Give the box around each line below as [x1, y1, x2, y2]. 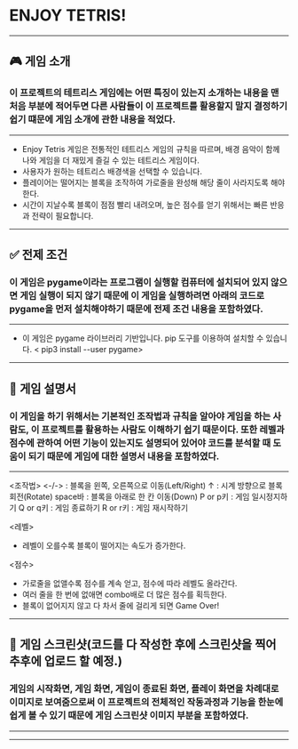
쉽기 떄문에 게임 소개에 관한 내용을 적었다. [9, 113, 176, 125]
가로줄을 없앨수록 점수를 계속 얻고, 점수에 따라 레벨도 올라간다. [21, 578, 238, 588]
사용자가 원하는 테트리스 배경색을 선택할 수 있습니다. [21, 165, 202, 176]
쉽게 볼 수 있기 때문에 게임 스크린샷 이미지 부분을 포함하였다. [9, 709, 249, 721]
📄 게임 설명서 [9, 381, 77, 396]
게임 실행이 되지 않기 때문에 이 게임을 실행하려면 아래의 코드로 [19, 289, 265, 302]
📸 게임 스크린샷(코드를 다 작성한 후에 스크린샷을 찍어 [9, 637, 277, 652]
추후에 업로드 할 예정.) [9, 654, 122, 669]
